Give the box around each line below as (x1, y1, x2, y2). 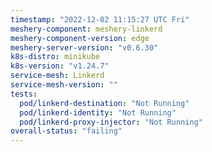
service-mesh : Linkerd (10, 71, 105, 81)
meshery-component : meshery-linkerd (10, 24, 163, 34)
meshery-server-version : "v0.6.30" (10, 42, 159, 53)
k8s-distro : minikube (10, 52, 101, 62)
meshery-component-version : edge (10, 33, 150, 43)
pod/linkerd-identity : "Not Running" (19, 107, 177, 118)
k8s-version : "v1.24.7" (10, 61, 110, 71)
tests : (10, 89, 38, 99)
